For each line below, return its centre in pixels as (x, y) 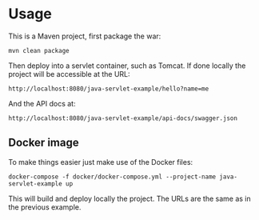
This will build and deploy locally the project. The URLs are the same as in (130, 198)
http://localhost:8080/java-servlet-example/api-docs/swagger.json (123, 118)
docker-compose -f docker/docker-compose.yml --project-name (112, 177)
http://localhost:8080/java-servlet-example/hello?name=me (109, 89)
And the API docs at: (42, 103)
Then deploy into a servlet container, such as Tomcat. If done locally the (127, 66)
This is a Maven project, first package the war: (85, 36)
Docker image (44, 143)
